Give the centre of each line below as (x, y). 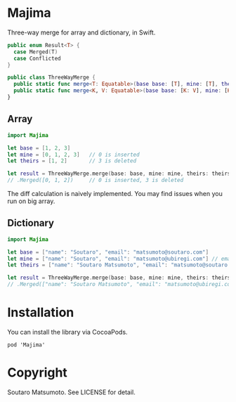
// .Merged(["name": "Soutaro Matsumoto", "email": (84, 285)
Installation (41, 312)
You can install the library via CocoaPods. (67, 332)
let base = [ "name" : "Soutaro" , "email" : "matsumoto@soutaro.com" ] (108, 252)
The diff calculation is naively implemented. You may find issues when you (115, 194)
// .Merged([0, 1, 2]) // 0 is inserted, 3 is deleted (96, 181)
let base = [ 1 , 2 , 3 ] (39, 148)
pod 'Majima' (26, 345)
